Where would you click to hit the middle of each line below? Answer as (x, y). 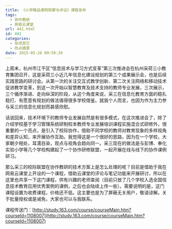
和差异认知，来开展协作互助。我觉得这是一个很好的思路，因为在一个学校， (84, 137)
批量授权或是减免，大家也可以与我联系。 (52, 199)
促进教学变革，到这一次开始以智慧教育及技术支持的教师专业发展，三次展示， (86, 87)
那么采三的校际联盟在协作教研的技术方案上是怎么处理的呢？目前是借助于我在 (86, 166)
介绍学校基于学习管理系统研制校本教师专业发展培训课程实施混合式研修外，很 (86, 124)
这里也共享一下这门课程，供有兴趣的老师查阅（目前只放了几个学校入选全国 (84, 179)
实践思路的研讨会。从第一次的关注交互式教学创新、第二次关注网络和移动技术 (86, 81)
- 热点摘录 (20, 48)
